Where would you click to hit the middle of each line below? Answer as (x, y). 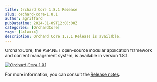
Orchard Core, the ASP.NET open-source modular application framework (78, 50)
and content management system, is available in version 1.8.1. (67, 55)
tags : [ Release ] (22, 32)
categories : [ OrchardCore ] (33, 28)
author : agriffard (24, 18)
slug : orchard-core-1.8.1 (31, 14)
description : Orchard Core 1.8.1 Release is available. (63, 37)
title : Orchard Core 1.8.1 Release (41, 9)
